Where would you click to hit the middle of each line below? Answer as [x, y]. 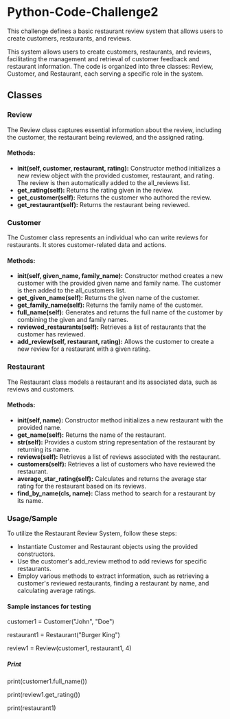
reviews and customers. [41, 389]
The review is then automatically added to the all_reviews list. [104, 182]
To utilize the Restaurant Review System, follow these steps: [92, 533]
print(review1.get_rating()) [44, 695]
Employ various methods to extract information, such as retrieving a [113, 576]
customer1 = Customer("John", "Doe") [61, 622]
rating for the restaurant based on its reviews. [81, 486]
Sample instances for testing [49, 606]
